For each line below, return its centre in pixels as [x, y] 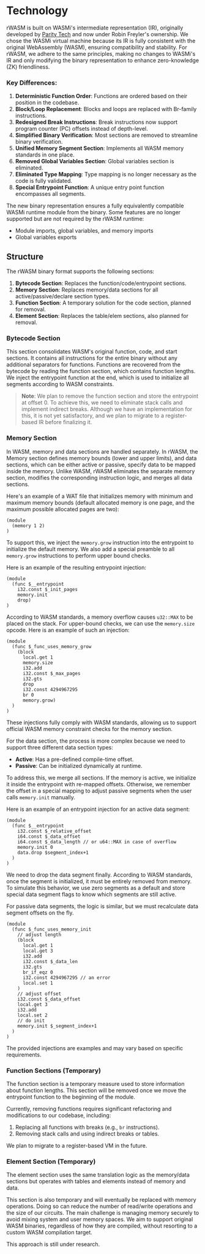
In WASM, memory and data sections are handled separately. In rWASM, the [102, 451]
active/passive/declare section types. [62, 296]
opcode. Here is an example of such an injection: [68, 630]
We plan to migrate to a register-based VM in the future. [77, 1145]
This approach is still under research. [53, 1244]
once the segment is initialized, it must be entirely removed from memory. [99, 881]
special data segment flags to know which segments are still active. [91, 894]
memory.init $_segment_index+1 [57, 1026]
